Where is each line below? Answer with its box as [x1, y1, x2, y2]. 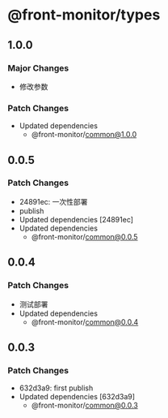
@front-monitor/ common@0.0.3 [31, 400, 138, 411]
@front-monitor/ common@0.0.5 [31, 231, 138, 241]
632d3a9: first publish [19, 383, 94, 393]
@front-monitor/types [7, 6, 161, 24]
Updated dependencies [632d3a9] [19, 392, 135, 402]
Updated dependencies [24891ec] [19, 214, 134, 224]
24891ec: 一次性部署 [19, 196, 88, 206]
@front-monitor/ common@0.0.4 [31, 317, 139, 326]
